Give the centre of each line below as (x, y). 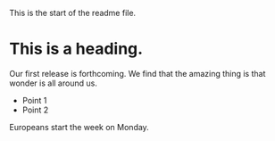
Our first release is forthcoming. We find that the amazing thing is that (137, 73)
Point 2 (35, 110)
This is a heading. (76, 49)
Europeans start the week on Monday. (79, 127)
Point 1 (34, 100)
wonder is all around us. (54, 83)
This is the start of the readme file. (73, 13)
